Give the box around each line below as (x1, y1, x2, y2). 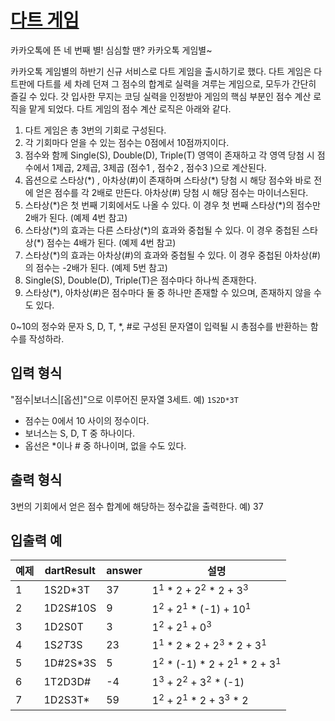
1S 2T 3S (43, 638, 83, 652)
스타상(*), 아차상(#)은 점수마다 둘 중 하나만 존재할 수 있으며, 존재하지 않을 (24, 286, 312, 298)
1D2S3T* (43, 693, 90, 706)
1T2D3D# (43, 674, 92, 688)
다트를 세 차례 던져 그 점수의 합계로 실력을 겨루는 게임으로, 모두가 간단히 (36, 77, 317, 90)
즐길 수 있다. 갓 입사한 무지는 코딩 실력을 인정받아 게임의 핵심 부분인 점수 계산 (10, 90, 312, 102)
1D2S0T (43, 619, 84, 633)
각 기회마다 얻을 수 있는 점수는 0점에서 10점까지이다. (24, 136, 230, 148)
